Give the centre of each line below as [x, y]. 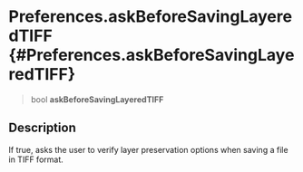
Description [42, 128]
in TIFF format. [36, 159]
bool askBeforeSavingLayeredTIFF [97, 99]
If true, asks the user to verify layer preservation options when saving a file [148, 149]
